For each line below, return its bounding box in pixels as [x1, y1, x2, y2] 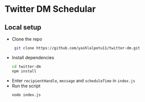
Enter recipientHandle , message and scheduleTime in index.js [11, 77, 136, 83]
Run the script [11, 83, 40, 89]
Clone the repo [11, 36, 42, 42]
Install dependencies [11, 54, 55, 60]
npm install [11, 68, 36, 73]
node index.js [11, 92, 41, 97]
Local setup [4, 23, 41, 32]
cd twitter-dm [11, 64, 41, 69]
